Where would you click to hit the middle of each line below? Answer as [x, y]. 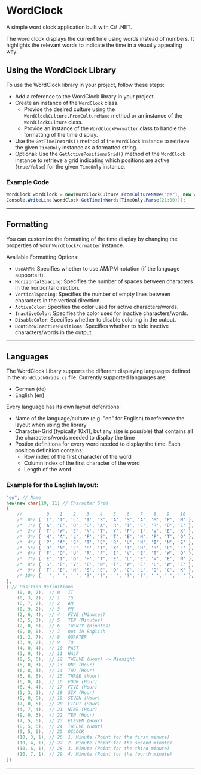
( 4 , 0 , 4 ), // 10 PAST [48, 648]
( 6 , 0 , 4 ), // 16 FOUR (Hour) [57, 681]
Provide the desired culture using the [69, 109]
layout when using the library [51, 425]
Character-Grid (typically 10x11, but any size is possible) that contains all [104, 431]
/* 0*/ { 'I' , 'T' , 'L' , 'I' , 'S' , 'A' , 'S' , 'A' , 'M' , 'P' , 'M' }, [106, 520]
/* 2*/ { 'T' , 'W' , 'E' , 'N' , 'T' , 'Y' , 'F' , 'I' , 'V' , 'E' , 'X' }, [106, 531]
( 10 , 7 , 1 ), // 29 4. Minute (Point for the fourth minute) [95, 754]
